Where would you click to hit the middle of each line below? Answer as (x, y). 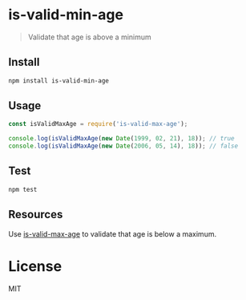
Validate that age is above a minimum (90, 37)
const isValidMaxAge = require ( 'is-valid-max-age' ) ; (98, 124)
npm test (23, 189)
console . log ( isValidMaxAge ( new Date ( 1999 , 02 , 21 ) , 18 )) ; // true (121, 139)
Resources (36, 215)
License (35, 266)
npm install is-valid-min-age (59, 81)
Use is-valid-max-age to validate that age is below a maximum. (113, 233)
